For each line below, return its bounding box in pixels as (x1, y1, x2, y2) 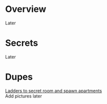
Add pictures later (5, 93, 42, 99)
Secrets (5, 37, 38, 49)
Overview (5, 3, 46, 15)
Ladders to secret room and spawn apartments (5, 88, 102, 94)
